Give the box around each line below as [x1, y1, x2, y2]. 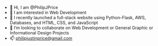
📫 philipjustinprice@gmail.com [9, 35, 72, 41]
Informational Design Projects [9, 30, 70, 35]
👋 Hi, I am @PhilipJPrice [9, 5, 58, 10]
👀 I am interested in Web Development [9, 10, 87, 15]
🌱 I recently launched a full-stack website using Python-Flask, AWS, [9, 15, 146, 20]
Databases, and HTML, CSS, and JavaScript [9, 20, 98, 25]
